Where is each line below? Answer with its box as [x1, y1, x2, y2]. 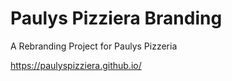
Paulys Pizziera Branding [10, 7, 223, 30]
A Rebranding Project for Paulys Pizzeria [10, 40, 178, 52]
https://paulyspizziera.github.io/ [10, 59, 142, 71]
